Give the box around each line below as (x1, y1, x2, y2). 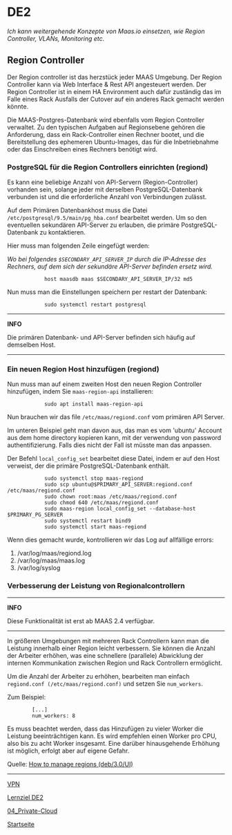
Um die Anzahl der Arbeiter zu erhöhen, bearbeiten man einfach (7, 672, 190, 680)
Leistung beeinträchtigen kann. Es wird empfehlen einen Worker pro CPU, (7, 731, 217, 740)
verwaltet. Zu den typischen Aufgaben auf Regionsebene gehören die (7, 122, 206, 131)
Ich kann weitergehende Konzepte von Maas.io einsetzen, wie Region (7, 27, 205, 35)
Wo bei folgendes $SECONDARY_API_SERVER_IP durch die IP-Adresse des (7, 255, 206, 264)
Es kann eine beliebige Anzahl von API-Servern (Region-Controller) (7, 178, 198, 187)
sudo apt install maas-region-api (43, 401, 144, 408)
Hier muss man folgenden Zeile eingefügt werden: (7, 241, 150, 250)
